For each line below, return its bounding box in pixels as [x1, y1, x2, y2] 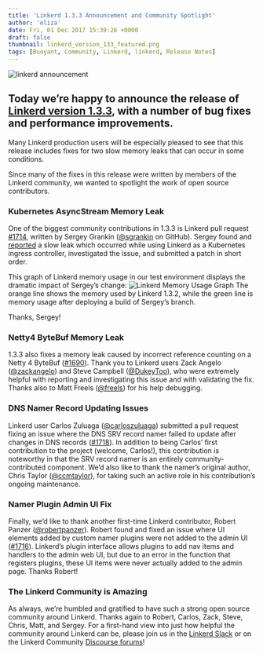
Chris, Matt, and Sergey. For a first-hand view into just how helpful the [8, 621, 236, 630]
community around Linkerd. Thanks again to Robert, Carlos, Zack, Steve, [8, 612, 243, 622]
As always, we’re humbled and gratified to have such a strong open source [8, 604, 250, 613]
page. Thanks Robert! [8, 567, 79, 575]
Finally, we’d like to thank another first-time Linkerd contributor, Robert [8, 517, 236, 526]
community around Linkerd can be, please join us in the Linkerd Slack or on [8, 629, 252, 638]
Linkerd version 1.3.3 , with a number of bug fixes [8, 104, 251, 118]
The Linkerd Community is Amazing [8, 586, 148, 597]
